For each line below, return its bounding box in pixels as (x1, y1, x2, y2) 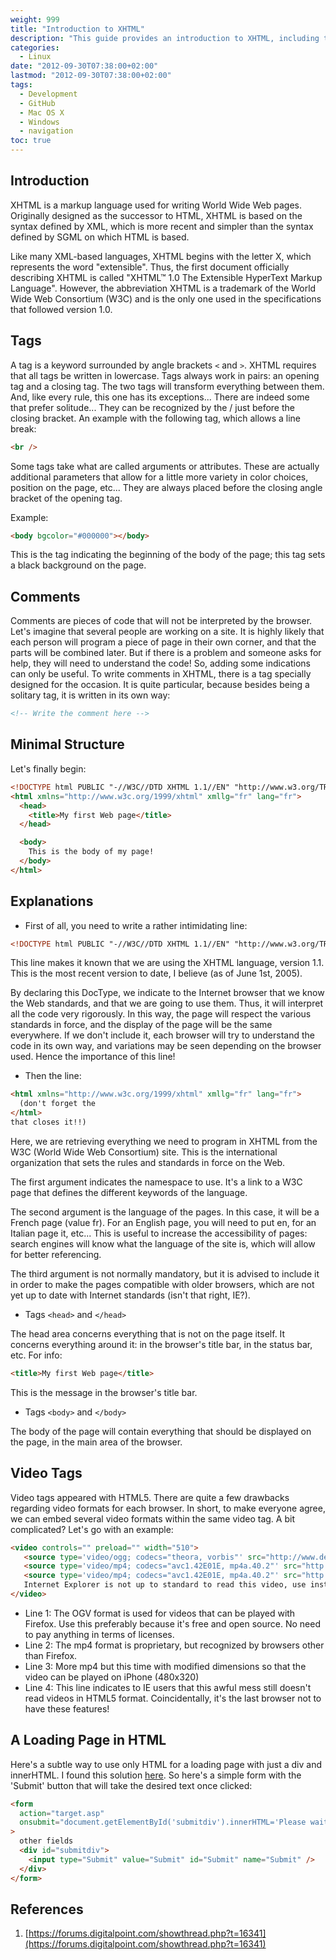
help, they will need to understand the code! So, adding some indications (10, 657, 311, 670)
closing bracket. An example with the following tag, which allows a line (10, 412, 302, 424)
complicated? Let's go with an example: (10, 1523, 174, 1535)
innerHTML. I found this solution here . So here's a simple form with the (10, 1769, 302, 1781)
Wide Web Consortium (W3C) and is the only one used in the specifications (10, 292, 322, 305)
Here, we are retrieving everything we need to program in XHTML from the (10, 1135, 318, 1147)
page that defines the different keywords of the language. (10, 1186, 248, 1198)
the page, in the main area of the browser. (10, 1436, 183, 1448)
